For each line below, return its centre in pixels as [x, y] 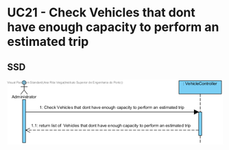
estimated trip [48, 42]
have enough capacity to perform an [113, 27]
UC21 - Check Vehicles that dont [101, 13]
